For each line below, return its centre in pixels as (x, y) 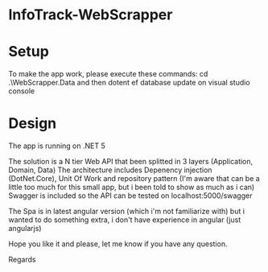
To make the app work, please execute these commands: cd (108, 74)
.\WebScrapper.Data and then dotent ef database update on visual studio (130, 83)
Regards (22, 260)
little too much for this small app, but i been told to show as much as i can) (132, 188)
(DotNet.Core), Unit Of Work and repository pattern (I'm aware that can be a (134, 179)
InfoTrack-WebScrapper (91, 15)
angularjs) (25, 229)
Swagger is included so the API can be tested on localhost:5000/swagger (130, 196)
